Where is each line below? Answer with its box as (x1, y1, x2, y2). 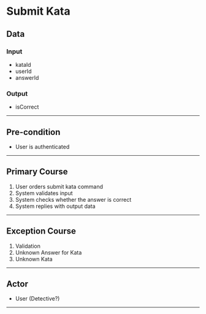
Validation (15, 242, 41, 250)
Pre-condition (6, 127, 61, 137)
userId (15, 67, 32, 75)
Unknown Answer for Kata (15, 248, 82, 256)
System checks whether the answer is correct (15, 196, 132, 203)
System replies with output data (15, 202, 96, 210)
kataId (15, 61, 32, 68)
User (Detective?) (15, 295, 60, 302)
